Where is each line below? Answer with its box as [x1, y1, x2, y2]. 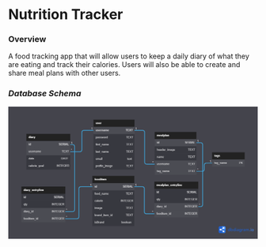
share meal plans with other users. [8, 69, 121, 78]
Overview [8, 34, 47, 45]
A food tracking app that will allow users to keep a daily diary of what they [8, 51, 249, 61]
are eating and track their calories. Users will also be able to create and [8, 60, 241, 69]
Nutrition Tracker [8, 6, 123, 24]
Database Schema [8, 88, 82, 99]
